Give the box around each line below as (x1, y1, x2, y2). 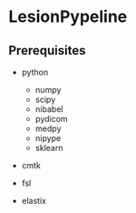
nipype (34, 133, 62, 143)
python (21, 66, 49, 77)
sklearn (34, 143, 63, 153)
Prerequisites (8, 43, 86, 58)
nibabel (34, 104, 63, 115)
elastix (21, 196, 47, 206)
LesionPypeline (8, 6, 128, 27)
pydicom (34, 114, 69, 124)
